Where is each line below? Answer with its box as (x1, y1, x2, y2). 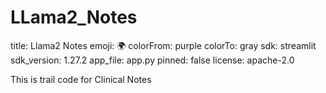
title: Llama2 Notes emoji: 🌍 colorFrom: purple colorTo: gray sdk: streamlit (10, 39, 317, 51)
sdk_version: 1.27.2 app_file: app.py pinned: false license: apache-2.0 (10, 54, 295, 66)
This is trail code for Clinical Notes (10, 73, 152, 85)
